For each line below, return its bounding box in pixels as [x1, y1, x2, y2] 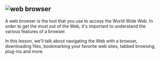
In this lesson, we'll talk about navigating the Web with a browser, [5, 38, 138, 44]
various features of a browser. [5, 28, 66, 34]
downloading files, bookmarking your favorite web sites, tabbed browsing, [5, 43, 156, 49]
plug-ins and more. [5, 48, 44, 54]
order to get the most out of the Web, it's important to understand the [5, 23, 146, 29]
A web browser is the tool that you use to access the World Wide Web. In [5, 18, 153, 24]
